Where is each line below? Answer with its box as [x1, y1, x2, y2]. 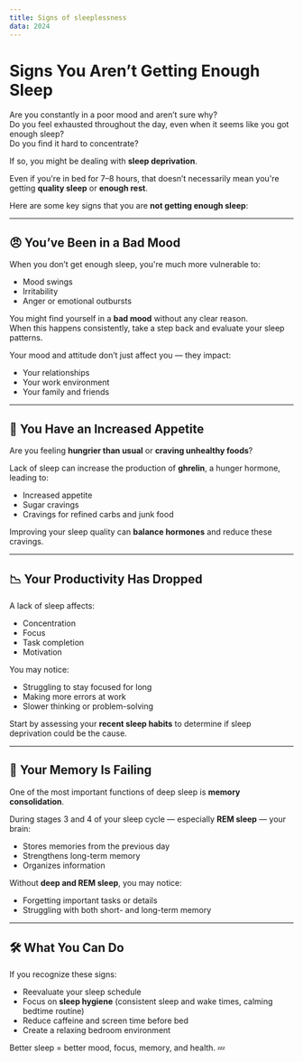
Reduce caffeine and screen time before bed [22, 1015, 189, 1026]
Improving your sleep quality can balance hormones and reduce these [9, 526, 272, 537]
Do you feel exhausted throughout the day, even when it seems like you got [9, 119, 289, 130]
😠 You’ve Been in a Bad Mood [9, 235, 181, 250]
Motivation [22, 647, 63, 657]
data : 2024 [9, 22, 50, 31]
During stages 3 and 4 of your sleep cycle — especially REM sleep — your [9, 814, 287, 824]
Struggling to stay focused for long [22, 681, 152, 692]
